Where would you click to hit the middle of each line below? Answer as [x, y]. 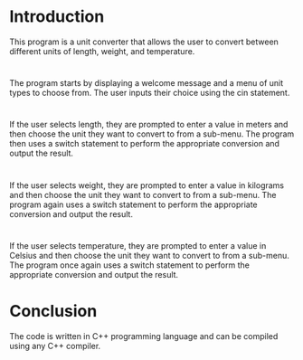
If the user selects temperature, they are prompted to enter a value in [138, 245]
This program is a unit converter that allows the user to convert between [144, 42]
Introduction [57, 17]
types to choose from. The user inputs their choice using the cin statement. [150, 93]
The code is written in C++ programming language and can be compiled [144, 336]
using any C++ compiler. [55, 346]
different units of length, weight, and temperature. [102, 51]
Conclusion [53, 311]
